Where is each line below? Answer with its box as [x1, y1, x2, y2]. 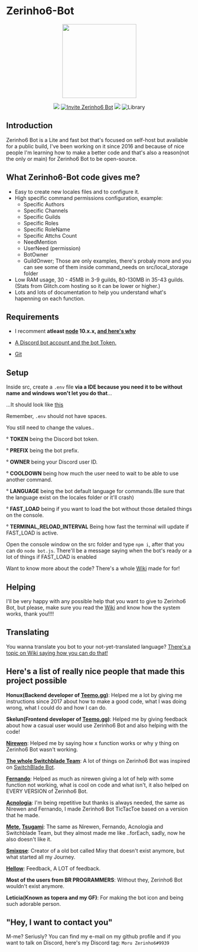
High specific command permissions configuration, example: [14, 194, 163, 202]
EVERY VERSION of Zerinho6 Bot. [6, 788, 88, 795]
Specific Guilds [23, 213, 61, 220]
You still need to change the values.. [6, 424, 95, 431]
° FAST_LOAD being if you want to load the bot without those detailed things [6, 506, 192, 513]
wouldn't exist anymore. [6, 882, 65, 889]
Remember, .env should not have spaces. [6, 413, 107, 420]
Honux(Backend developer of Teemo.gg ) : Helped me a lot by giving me [6, 691, 183, 698]
